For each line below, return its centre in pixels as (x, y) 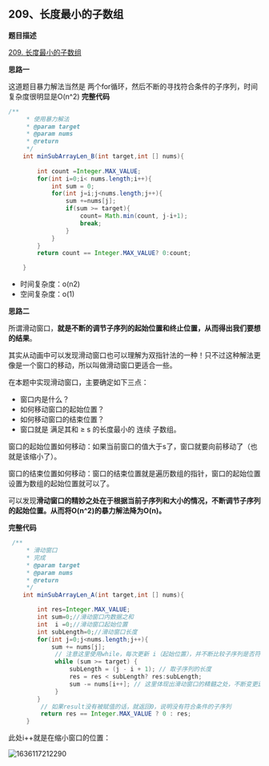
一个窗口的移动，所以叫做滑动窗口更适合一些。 (99, 365)
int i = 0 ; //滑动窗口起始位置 (82, 624)
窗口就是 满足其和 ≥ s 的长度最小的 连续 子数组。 (100, 430)
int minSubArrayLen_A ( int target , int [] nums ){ (103, 595)
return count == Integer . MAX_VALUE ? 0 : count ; (114, 253)
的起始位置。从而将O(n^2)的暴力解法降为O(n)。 (87, 511)
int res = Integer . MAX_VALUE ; (84, 610)
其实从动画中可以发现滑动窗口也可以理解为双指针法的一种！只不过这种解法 (131, 355)
